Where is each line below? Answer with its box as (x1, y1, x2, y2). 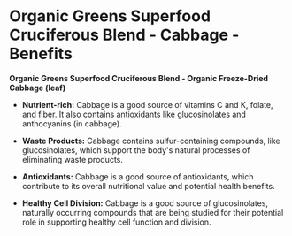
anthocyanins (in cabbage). (21, 118, 122, 129)
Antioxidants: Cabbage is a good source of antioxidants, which (21, 171, 254, 182)
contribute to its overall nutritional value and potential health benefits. (21, 180, 276, 191)
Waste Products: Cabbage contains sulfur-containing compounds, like (21, 135, 280, 146)
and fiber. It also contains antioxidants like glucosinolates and (21, 109, 246, 119)
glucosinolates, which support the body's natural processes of (21, 144, 250, 156)
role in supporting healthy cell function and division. (21, 217, 211, 227)
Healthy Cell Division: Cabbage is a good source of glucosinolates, (21, 197, 268, 209)
